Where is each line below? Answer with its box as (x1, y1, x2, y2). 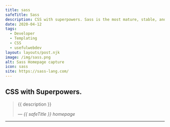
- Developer (10, 31, 35, 36)
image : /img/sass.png (5, 54, 51, 60)
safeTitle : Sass (5, 12, 39, 17)
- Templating (10, 36, 37, 41)
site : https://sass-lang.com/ (5, 69, 69, 74)
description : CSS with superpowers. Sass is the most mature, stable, (5, 17, 157, 22)
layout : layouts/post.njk (5, 50, 60, 55)
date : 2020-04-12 (5, 21, 42, 27)
